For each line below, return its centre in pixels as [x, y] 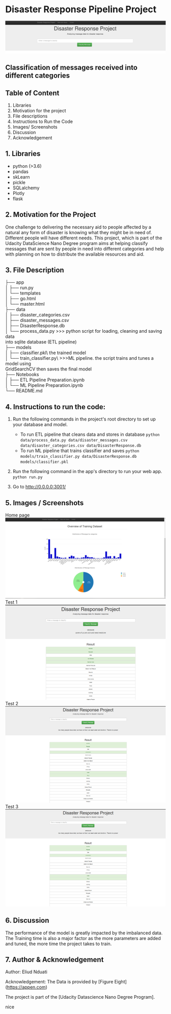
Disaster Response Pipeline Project [81, 9]
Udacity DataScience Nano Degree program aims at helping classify [77, 243]
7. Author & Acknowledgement [54, 960]
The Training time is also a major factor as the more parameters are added [83, 938]
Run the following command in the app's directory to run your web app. [87, 472]
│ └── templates [23, 293]
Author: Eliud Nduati [26, 972]
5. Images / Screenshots [45, 503]
